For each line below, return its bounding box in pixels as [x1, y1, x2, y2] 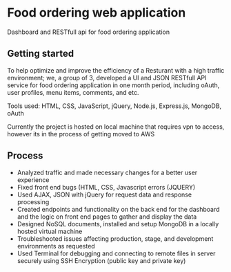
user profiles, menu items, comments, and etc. [7, 88, 139, 96]
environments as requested [17, 242, 95, 250]
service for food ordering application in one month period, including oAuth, [7, 81, 220, 89]
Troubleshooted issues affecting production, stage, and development [17, 234, 214, 243]
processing [17, 197, 50, 206]
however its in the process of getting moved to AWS [7, 129, 155, 138]
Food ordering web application [7, 5, 186, 21]
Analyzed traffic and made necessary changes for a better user [17, 168, 198, 176]
